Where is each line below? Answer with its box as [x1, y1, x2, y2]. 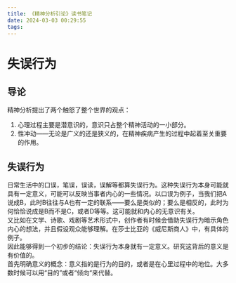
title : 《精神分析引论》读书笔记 [7, 10, 93, 18]
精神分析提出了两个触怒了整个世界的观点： [7, 106, 131, 114]
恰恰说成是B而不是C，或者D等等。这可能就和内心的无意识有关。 [13, 207, 199, 216]
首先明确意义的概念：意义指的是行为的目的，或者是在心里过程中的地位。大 [7, 260, 223, 268]
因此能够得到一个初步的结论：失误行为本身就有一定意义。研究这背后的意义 [7, 242, 223, 251]
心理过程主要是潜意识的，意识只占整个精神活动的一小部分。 [17, 121, 190, 129]
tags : [7, 23, 23, 30]
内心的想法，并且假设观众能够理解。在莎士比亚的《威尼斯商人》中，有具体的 [7, 225, 229, 233]
